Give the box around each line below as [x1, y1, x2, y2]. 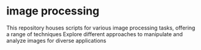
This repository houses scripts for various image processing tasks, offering [6, 24, 196, 31]
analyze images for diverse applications [6, 37, 107, 44]
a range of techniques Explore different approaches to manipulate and [6, 30, 183, 37]
